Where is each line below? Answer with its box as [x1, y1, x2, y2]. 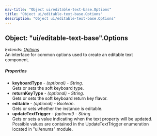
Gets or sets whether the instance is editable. [12, 106, 103, 111]
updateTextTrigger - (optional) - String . [12, 111, 92, 117]
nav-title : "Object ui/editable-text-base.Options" [5, 7, 111, 12]
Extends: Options [5, 47, 40, 53]
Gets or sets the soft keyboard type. [12, 85, 84, 91]
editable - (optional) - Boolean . [12, 101, 75, 107]
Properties [5, 68, 27, 74]
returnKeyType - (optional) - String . [12, 90, 85, 96]
